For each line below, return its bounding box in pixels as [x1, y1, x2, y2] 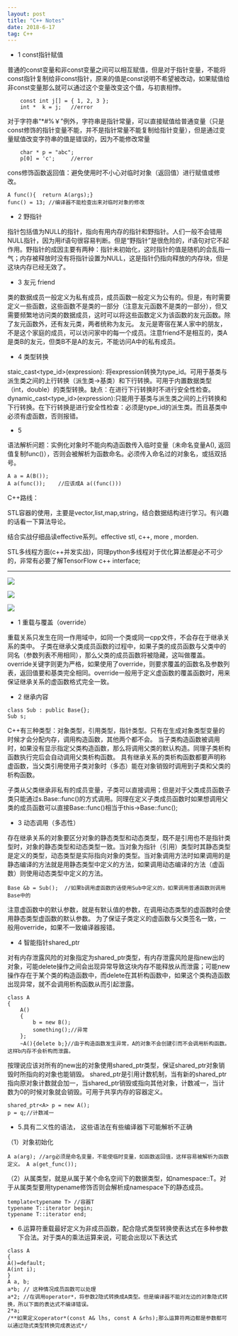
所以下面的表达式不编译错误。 [17, 1301, 92, 1308]
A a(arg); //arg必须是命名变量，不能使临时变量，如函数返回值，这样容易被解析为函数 [7, 1154, 229, 1161]
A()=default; [7, 1260, 46, 1267]
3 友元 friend [17, 278, 55, 287]
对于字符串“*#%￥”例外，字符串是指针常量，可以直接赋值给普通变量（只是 [7, 117, 225, 126]
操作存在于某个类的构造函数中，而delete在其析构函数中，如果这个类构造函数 [7, 971, 230, 980]
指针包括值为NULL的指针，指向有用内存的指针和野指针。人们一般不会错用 [7, 228, 222, 236]
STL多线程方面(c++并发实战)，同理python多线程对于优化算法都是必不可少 [7, 548, 223, 556]
